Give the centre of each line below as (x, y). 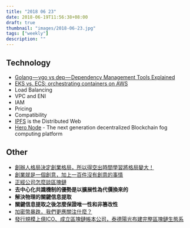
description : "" (26, 39)
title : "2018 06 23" (31, 12)
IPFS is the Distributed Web (48, 121)
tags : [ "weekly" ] (27, 34)
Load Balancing (34, 90)
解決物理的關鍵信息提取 (43, 197)
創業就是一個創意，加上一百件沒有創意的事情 (69, 174)
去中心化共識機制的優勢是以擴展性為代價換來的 (71, 189)
